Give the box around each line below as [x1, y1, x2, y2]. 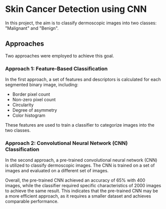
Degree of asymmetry [12, 107, 57, 113]
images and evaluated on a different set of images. [5, 168, 109, 174]
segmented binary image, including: [5, 82, 78, 88]
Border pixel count [12, 91, 51, 97]
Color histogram [12, 113, 46, 119]
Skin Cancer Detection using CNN [5, 3, 147, 15]
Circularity [12, 102, 34, 108]
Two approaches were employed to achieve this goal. [5, 53, 114, 59]
